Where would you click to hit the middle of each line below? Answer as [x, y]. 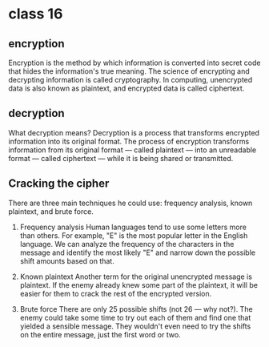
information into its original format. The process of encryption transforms [129, 141]
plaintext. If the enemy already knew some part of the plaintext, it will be [139, 284]
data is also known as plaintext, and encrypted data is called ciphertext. [126, 88]
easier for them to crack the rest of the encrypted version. [116, 293]
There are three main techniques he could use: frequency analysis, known [130, 203]
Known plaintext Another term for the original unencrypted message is [136, 276]
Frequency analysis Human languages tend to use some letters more [133, 227]
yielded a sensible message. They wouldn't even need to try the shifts [135, 326]
